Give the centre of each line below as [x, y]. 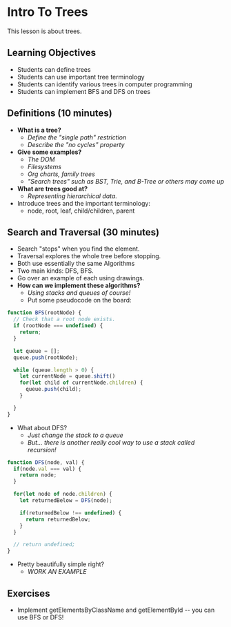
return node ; [38, 475]
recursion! [42, 450]
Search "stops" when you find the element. [78, 249]
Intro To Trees [48, 12]
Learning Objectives [52, 53]
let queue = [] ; [37, 351]
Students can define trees [54, 69]
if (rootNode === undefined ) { [58, 326]
